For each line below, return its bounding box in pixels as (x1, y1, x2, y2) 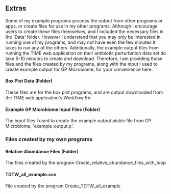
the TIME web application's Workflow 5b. (5, 95, 92, 101)
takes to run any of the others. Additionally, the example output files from (5, 44, 159, 50)
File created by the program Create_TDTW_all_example (5, 183, 121, 189)
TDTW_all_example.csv (5, 171, 57, 177)
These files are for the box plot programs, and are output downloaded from (5, 89, 163, 96)
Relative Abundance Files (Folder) (5, 148, 79, 154)
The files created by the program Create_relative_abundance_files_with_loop (5, 160, 166, 166)
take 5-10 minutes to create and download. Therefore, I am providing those (5, 56, 163, 62)
